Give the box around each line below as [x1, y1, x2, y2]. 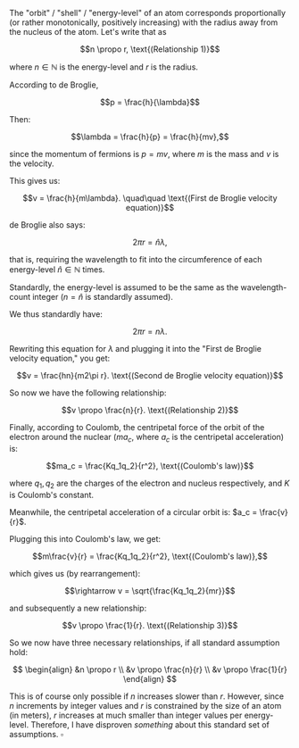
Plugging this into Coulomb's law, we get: [9, 533, 162, 544]
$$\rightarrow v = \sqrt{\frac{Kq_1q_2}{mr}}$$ [64, 585, 236, 596]
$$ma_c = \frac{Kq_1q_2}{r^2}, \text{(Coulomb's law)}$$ [46, 460, 254, 471]
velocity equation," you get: [9, 353, 111, 363]
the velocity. [9, 158, 55, 169]
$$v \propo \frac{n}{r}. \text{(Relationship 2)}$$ [61, 405, 239, 415]
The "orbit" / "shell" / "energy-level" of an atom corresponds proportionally [9, 8, 287, 18]
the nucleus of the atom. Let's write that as [9, 27, 167, 37]
